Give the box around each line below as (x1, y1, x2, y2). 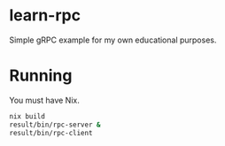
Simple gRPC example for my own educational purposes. (9, 35, 217, 45)
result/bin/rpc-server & (9, 120, 101, 129)
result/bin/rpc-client (9, 128, 93, 137)
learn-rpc (9, 5, 81, 26)
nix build (9, 111, 46, 120)
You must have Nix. (9, 95, 80, 105)
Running (9, 65, 73, 86)
